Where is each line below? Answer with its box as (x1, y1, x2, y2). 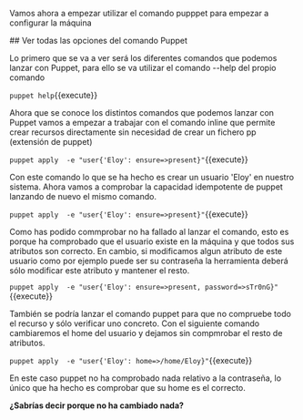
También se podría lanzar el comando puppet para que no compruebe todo (9, 309, 291, 319)
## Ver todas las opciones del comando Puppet (9, 36, 188, 46)
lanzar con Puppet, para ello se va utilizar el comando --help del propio (9, 63, 277, 73)
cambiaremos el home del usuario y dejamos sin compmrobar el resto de (9, 328, 283, 338)
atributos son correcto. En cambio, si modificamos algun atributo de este (9, 246, 283, 256)
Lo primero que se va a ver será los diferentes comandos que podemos (9, 53, 278, 63)
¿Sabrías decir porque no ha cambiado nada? (9, 400, 185, 411)
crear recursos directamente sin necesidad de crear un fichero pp (9, 127, 257, 138)
